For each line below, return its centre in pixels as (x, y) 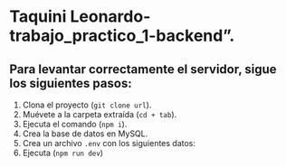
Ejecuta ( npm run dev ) (63, 153)
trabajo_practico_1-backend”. (122, 36)
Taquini (38, 17)
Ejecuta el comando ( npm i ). (75, 124)
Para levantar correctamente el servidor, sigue (143, 69)
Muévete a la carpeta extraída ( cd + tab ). (100, 114)
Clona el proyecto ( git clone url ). (87, 105)
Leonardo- (110, 17)
